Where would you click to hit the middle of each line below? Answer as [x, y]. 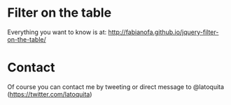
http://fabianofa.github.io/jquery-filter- [163, 32]
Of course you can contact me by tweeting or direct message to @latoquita [116, 87]
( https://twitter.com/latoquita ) [50, 94]
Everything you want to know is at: [57, 32]
